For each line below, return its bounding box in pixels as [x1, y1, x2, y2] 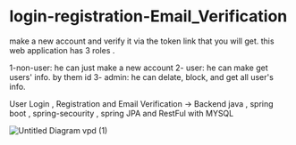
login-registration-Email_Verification [9, 6, 288, 27]
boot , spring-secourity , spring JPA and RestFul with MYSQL [9, 108, 234, 118]
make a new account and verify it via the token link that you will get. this [9, 36, 275, 46]
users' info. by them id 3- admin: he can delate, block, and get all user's [9, 71, 275, 82]
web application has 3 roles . [9, 44, 115, 55]
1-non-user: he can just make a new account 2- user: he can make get [9, 62, 268, 73]
